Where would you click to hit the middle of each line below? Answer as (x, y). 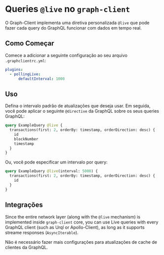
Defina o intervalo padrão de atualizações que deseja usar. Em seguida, (78, 106)
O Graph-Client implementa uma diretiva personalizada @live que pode (77, 23)
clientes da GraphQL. (27, 247)
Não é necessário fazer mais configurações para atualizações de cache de (81, 242)
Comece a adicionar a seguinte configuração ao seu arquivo (66, 55)
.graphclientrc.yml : (26, 61)
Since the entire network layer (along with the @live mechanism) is (73, 217)
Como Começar (30, 44)
